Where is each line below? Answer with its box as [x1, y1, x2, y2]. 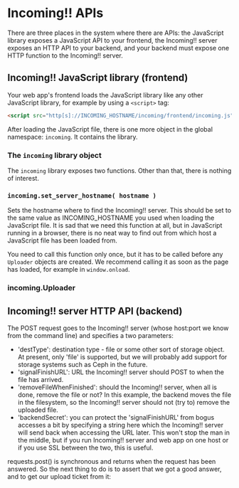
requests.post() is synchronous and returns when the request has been [7, 457, 216, 465]
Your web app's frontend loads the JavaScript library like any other [7, 90, 204, 99]
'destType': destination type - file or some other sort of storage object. [17, 345, 225, 354]
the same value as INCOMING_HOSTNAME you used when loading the [7, 213, 215, 222]
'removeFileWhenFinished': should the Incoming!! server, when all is [17, 383, 217, 391]
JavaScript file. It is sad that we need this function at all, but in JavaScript [7, 221, 223, 230]
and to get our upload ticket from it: [7, 472, 112, 481]
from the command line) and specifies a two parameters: [7, 331, 174, 339]
